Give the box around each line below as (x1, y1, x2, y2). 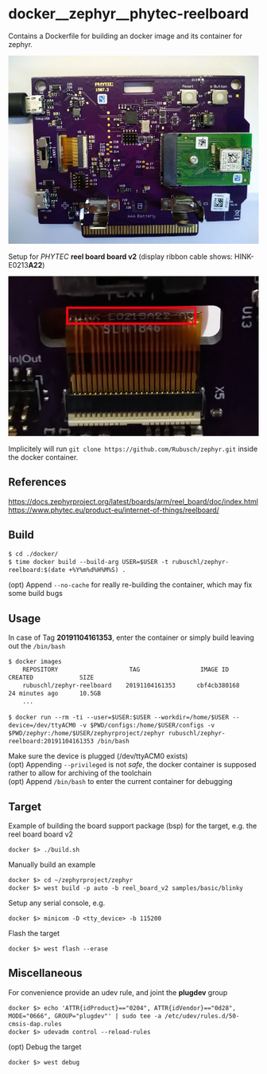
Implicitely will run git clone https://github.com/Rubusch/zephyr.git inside (8, 444, 258, 453)
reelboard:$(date (8, 566, 66, 574)
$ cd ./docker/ (8, 551, 59, 559)
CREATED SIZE (8, 674, 94, 682)
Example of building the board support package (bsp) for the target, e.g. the (8, 821, 257, 831)
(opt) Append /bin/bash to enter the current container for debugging (8, 777, 233, 786)
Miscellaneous (8, 966, 83, 980)
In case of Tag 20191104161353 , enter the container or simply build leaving (8, 633, 254, 642)
